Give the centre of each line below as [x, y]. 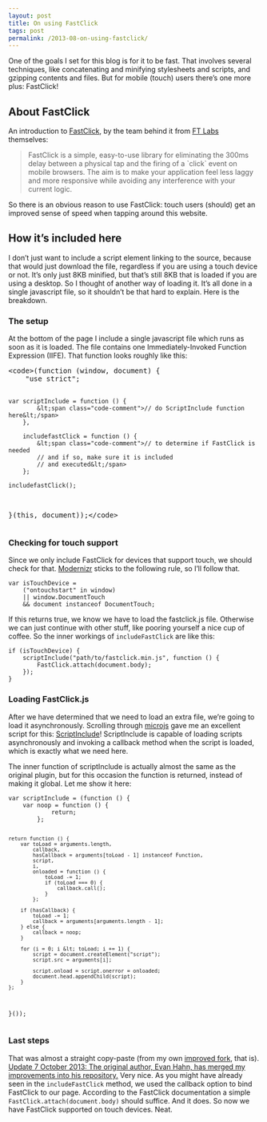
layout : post [30, 16]
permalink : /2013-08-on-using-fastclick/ [78, 38]
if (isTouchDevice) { [44, 651]
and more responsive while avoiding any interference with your [132, 180]
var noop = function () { [66, 805]
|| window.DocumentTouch [64, 597]
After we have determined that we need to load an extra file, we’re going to [132, 717]
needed [19, 451]
